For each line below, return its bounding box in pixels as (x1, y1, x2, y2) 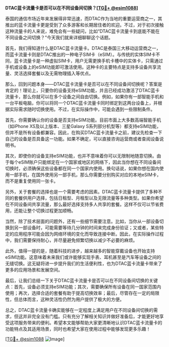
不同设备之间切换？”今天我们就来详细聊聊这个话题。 (5, 35, 113, 40)
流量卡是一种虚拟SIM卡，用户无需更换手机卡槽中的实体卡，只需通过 (22, 58, 163, 63)
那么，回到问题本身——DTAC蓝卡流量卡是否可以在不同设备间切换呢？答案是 (5, 81, 162, 87)
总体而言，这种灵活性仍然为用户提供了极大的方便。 (18, 297, 124, 302)
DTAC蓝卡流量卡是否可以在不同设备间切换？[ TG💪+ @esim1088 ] (5, 5, 138, 11)
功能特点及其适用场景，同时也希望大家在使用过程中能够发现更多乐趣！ (5, 326, 151, 332)
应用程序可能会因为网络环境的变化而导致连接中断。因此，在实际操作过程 (14, 231, 164, 237)
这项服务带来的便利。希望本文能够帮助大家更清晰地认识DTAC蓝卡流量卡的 (9, 320, 162, 325)
